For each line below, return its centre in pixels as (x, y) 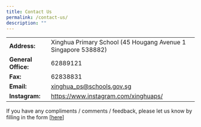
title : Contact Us (29, 12)
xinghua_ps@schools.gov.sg (91, 86)
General (21, 59)
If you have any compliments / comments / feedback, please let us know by (99, 111)
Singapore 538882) (79, 50)
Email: (18, 86)
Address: (22, 46)
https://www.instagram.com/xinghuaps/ (107, 96)
